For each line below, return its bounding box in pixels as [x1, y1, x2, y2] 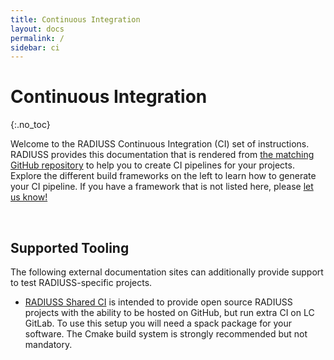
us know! [10, 191, 48, 203]
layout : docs [10, 24, 65, 34]
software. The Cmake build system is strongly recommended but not [24, 328, 308, 340]
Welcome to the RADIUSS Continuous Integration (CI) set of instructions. [10, 138, 310, 150]
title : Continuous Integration [10, 14, 141, 25]
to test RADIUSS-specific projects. [10, 277, 153, 288]
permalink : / [10, 33, 65, 43]
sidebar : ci [10, 42, 60, 53]
